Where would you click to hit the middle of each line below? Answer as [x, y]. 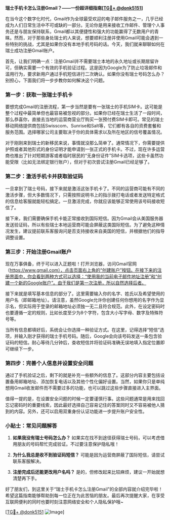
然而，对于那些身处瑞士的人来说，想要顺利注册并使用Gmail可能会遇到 [87, 38]
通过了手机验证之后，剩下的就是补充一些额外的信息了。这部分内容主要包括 [83, 375]
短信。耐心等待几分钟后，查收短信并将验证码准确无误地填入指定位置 [89, 342]
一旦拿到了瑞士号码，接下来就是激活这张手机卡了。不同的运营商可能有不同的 [85, 188]
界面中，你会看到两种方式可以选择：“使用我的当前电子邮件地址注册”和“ [83, 276]
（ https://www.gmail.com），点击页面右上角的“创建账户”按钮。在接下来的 [81, 270]
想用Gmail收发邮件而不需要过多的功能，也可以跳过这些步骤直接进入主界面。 [84, 388]
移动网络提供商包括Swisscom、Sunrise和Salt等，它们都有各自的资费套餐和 [83, 126]
